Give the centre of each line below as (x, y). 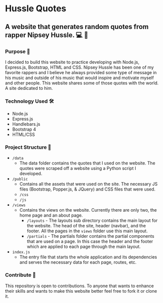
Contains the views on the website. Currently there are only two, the (88, 210)
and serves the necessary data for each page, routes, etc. (78, 262)
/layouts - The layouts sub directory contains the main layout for (92, 220)
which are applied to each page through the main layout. (84, 247)
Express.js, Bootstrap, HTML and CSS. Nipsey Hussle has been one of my (80, 67)
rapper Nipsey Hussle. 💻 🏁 (47, 35)
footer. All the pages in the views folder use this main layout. (87, 231)
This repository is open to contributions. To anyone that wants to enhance (80, 286)
